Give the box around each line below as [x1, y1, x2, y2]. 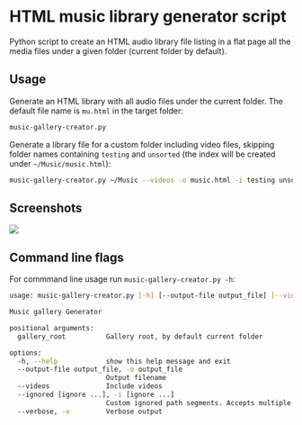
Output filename [105, 374, 167, 383]
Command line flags [9, 249, 124, 265]
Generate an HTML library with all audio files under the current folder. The [9, 95, 283, 106]
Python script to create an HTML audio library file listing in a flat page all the [9, 36, 291, 47]
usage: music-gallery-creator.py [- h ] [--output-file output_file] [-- [9, 291, 283, 301]
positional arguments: [9, 323, 94, 332]
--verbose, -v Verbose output [17, 407, 164, 416]
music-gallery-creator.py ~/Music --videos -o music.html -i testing [9, 176, 276, 185]
